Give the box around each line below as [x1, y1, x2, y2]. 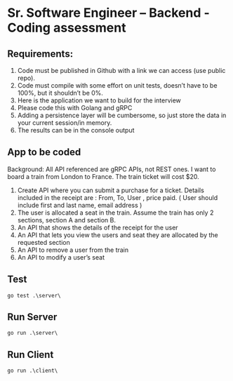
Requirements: [7, 48, 74, 60]
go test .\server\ [7, 292, 61, 299]
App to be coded [7, 146, 81, 159]
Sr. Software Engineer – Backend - [7, 5, 211, 21]
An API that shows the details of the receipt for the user [17, 223, 178, 232]
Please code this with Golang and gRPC [17, 104, 133, 112]
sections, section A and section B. [17, 215, 116, 224]
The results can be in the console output [17, 126, 135, 134]
